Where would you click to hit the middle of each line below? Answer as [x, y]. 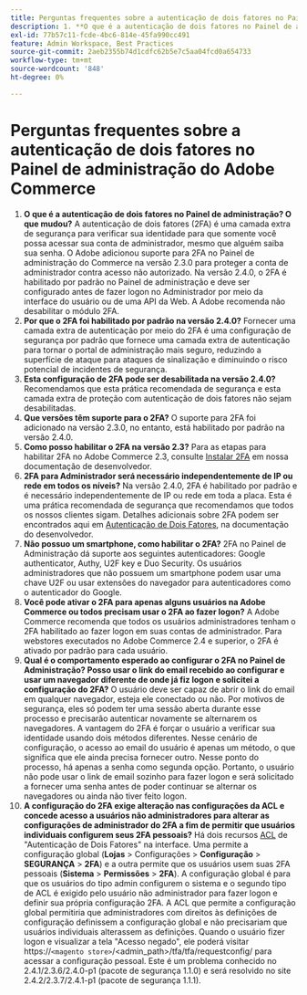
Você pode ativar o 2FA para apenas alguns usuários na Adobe [144, 602]
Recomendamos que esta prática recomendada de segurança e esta [152, 388]
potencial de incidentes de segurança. [95, 369]
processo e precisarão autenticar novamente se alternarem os [140, 718]
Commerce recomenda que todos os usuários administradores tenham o [159, 621]
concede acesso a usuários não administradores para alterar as [146, 815]
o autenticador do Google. [72, 592]
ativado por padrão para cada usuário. [96, 650]
